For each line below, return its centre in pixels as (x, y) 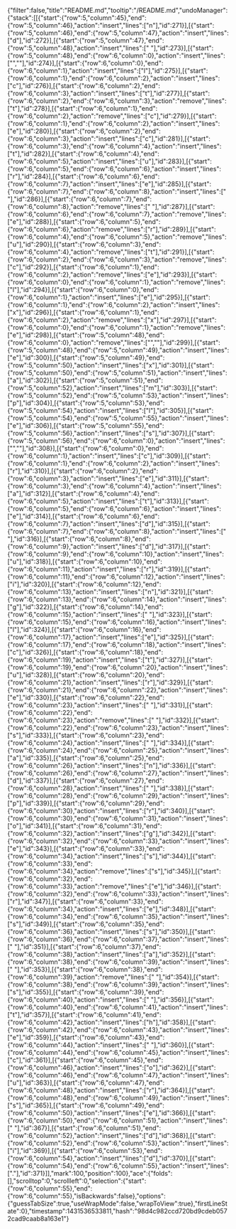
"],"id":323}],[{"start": (180, 614)
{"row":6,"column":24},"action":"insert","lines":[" (78, 743)
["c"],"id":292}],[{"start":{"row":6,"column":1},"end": (83, 267)
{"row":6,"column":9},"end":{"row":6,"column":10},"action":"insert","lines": (116, 554)
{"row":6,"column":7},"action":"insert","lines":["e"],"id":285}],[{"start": (109, 184)
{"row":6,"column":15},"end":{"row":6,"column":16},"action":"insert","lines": (117, 622)
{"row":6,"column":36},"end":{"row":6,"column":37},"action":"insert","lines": (118, 939)
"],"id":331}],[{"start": (181, 705)
